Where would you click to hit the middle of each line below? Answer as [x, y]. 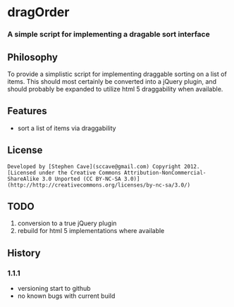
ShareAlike [23, 179]
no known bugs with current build [66, 296]
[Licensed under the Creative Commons [64, 173]
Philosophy [33, 57]
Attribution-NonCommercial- [165, 173]
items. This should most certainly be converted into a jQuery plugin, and [112, 81]
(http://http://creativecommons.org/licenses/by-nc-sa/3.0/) [99, 185]
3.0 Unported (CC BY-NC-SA [81, 179]
